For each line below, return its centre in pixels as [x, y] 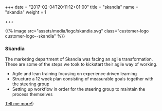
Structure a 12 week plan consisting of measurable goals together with [83, 79]
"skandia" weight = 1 [26, 12]
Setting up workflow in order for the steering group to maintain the [79, 89]
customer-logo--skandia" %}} [35, 36]
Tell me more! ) [19, 104]
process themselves [32, 95]
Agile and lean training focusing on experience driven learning [74, 74]
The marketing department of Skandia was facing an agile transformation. [79, 59]
